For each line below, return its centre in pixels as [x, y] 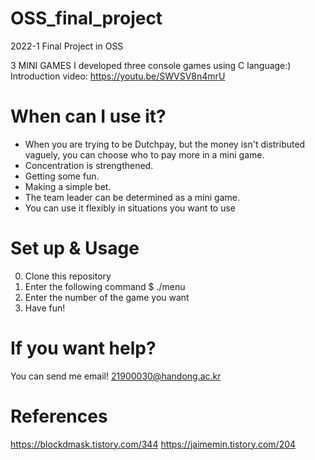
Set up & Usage [75, 248]
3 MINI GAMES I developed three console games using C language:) [151, 65]
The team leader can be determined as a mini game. [132, 197]
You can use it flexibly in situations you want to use [130, 208]
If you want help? [83, 348]
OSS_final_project [86, 18]
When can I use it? [88, 116]
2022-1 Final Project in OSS [67, 46]
